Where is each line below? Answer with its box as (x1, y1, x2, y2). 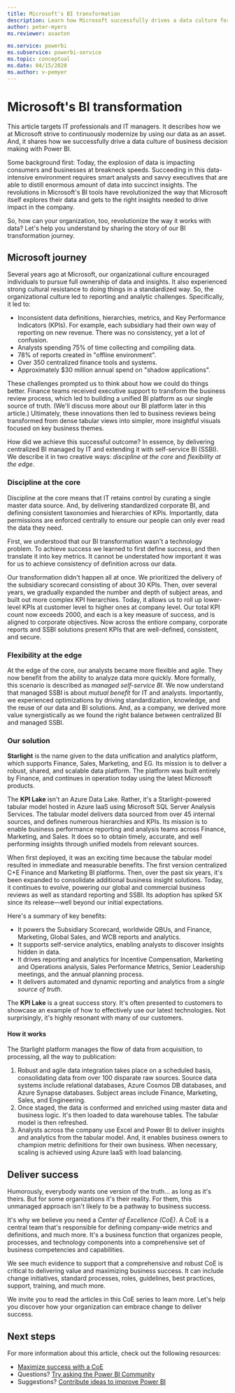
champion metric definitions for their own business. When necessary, (17, 1141, 218, 1149)
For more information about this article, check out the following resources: (7, 1349, 221, 1358)
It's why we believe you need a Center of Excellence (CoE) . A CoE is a (7, 1215, 209, 1225)
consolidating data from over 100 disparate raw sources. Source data (17, 1074, 217, 1082)
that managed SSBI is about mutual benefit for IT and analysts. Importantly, (7, 688, 224, 697)
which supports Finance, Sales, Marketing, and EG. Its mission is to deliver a (7, 759, 227, 768)
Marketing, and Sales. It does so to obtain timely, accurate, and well (7, 832, 202, 841)
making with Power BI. (7, 145, 72, 153)
